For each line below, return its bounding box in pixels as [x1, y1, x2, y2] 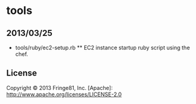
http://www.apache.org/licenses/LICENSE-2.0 [6, 91, 122, 98]
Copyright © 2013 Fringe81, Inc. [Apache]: [6, 84, 113, 91]
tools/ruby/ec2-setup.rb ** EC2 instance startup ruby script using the [15, 44, 191, 51]
